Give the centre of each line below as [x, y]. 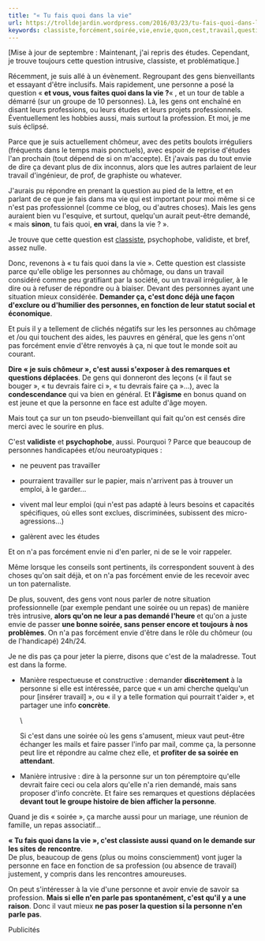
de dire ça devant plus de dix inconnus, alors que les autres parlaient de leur [132, 167]
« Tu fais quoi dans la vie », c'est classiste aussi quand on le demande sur [132, 841]
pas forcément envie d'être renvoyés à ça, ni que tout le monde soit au [123, 346]
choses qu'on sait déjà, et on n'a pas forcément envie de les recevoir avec [129, 575]
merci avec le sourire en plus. [56, 426]
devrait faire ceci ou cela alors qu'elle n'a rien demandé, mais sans [128, 785]
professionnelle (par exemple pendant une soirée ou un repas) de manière [129, 608]
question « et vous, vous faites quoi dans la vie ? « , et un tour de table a [126, 93]
